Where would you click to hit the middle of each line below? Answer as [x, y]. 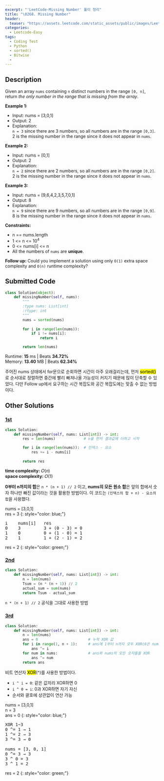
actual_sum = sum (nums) [47, 588]
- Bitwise [19, 55]
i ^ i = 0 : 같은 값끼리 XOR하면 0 [44, 683]
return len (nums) [40, 347]
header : [13, 19]
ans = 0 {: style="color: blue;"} [36, 715]
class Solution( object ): [30, 293]
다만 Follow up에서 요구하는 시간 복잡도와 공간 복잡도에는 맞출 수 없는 [82, 384]
